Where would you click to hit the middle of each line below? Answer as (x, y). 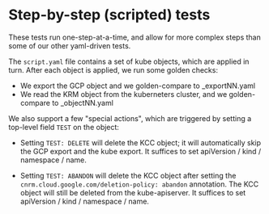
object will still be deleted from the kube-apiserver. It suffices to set (133, 192)
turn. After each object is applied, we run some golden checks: (113, 69)
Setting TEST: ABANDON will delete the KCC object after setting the (128, 175)
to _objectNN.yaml (83, 103)
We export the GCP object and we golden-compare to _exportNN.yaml (138, 86)
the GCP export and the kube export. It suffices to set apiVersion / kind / (141, 151)
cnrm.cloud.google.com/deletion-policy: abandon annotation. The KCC (139, 184)
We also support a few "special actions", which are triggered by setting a (130, 118)
